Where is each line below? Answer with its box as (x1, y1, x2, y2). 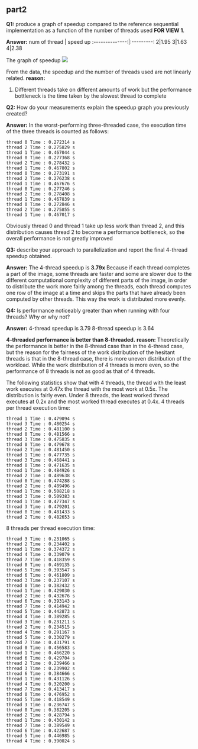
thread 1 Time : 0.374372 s (6, 546, 76, 552)
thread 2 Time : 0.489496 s (6, 483, 76, 489)
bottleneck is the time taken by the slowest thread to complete (14, 92, 167, 99)
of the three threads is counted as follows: (6, 127, 109, 135)
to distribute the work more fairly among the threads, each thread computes (6, 282, 191, 290)
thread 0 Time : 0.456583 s (6, 645, 76, 651)
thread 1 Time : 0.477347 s (6, 499, 76, 504)
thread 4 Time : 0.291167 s (6, 629, 76, 635)
